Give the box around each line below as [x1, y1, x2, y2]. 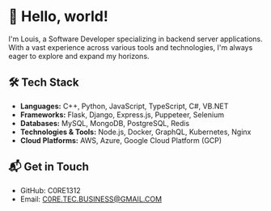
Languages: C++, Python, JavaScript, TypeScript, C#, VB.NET [19, 101, 229, 111]
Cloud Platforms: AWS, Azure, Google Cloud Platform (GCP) [19, 135, 222, 145]
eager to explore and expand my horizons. [8, 51, 150, 61]
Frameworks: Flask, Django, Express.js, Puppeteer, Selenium [19, 109, 225, 120]
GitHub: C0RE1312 [19, 185, 81, 195]
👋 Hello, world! [8, 7, 109, 26]
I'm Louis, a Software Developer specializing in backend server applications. [8, 34, 263, 44]
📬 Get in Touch [8, 160, 89, 174]
